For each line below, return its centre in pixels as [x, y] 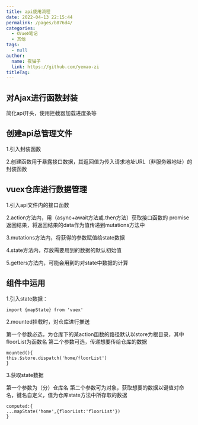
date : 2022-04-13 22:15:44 [39, 17]
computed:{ [20, 406]
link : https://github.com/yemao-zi [55, 67]
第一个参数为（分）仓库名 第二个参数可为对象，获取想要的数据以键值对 [92, 387]
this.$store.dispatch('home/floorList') [57, 358]
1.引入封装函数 [24, 149]
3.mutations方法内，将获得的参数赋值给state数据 [66, 237]
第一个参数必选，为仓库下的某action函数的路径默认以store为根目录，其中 [95, 334]
